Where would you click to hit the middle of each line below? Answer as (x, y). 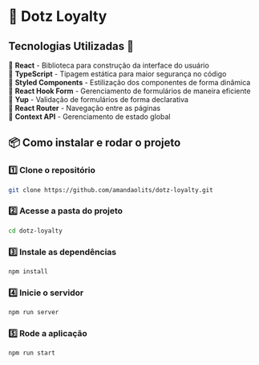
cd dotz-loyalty (35, 231)
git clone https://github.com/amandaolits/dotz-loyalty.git (111, 190)
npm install (28, 272)
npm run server (34, 313)
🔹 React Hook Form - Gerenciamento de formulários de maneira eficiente (129, 91)
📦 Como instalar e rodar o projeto (95, 143)
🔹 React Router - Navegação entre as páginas (85, 108)
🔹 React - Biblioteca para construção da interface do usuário (109, 65)
